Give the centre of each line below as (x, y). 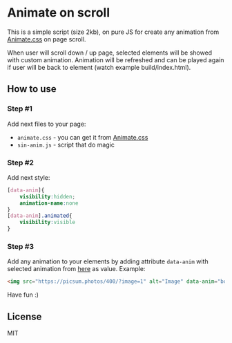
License (25, 316)
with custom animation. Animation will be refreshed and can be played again (116, 59)
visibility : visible (48, 223)
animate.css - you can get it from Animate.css (83, 137)
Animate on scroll (59, 13)
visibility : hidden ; (48, 196)
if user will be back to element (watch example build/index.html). (99, 67)
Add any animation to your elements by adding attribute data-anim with (108, 261)
